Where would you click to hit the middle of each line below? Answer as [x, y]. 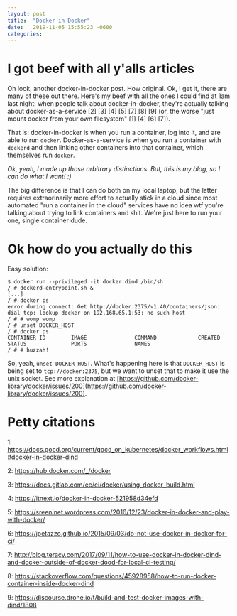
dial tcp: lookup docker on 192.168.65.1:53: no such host [97, 313]
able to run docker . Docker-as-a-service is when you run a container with [114, 140]
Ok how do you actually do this [100, 249]
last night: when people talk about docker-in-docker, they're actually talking [118, 104]
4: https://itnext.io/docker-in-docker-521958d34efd [83, 499]
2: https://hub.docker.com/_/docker [59, 471]
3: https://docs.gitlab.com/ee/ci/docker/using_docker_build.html [101, 485]
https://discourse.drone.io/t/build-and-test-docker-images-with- [109, 598]
